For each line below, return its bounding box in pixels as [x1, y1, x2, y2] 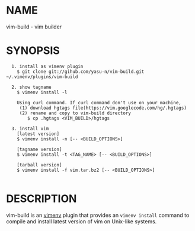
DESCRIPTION [6, 192, 77, 206]
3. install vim [11, 126, 49, 131]
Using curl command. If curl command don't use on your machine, [17, 100, 182, 105]
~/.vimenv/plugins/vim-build [6, 73, 78, 80]
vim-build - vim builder [6, 23, 62, 30]
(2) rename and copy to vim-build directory [19, 110, 132, 116]
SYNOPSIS [6, 44, 60, 57]
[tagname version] [17, 146, 62, 152]
